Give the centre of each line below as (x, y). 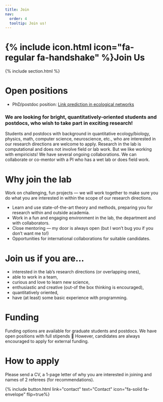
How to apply (32, 361)
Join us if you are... (45, 258)
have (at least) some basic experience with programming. (70, 298)
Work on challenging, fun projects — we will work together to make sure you (82, 193)
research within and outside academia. (51, 213)
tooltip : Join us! (28, 23)
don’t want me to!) (30, 233)
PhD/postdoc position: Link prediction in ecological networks (73, 104)
